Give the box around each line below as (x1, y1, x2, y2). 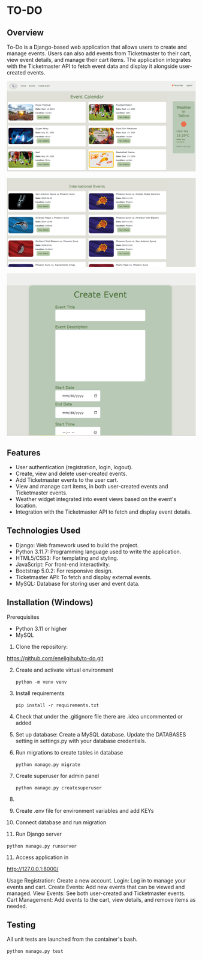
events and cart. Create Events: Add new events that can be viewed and (7, 883, 185, 890)
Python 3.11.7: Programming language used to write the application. (15, 548, 182, 555)
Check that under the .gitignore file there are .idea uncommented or (15, 712, 183, 720)
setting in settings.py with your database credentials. (15, 737, 146, 744)
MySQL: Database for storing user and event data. (15, 580, 140, 587)
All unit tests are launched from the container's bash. (7, 935, 138, 943)
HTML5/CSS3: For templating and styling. (15, 554, 119, 562)
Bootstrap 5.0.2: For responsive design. (15, 567, 113, 574)
